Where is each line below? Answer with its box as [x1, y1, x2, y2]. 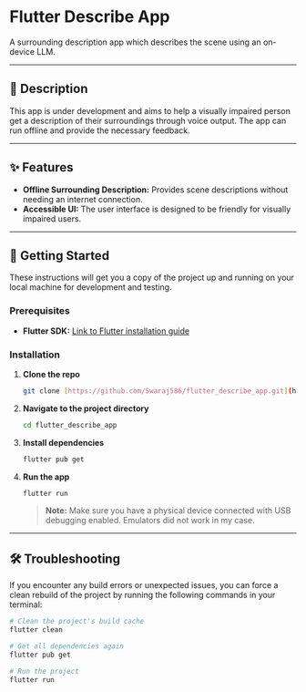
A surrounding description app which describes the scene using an [9, 36, 261, 47]
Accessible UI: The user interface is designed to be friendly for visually [22, 203, 291, 214]
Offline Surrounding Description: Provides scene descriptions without [22, 184, 289, 195]
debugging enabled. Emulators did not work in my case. [45, 515, 255, 526]
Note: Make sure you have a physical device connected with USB [45, 505, 291, 516]
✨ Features [9, 160, 74, 175]
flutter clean [9, 625, 64, 635]
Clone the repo [22, 368, 80, 379]
